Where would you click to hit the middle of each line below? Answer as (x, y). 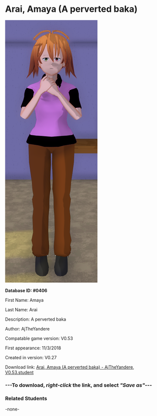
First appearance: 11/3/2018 (33, 348)
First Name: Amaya (24, 300)
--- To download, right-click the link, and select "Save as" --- (79, 385)
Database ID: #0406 (26, 291)
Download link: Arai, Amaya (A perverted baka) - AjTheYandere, (70, 367)
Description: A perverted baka (36, 319)
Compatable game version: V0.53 (39, 338)
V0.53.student (19, 372)
